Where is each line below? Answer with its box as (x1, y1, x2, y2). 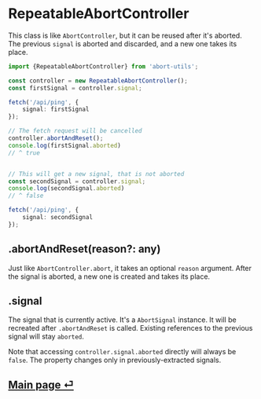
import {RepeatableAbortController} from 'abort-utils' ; (8, 62, 199, 71)
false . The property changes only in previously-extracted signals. (8, 355, 222, 365)
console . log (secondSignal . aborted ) (8, 185, 125, 192)
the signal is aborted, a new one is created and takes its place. (8, 272, 211, 281)
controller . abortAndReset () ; (8, 134, 104, 142)
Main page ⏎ (8, 378, 75, 391)
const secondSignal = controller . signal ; (8, 178, 146, 185)
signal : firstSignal (22, 105, 90, 114)
